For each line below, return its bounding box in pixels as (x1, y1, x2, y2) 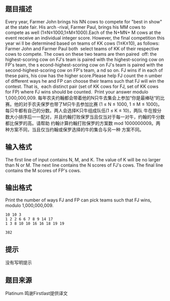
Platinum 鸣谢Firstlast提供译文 (5, 290, 68, 296)
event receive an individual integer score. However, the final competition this (5, 35, 165, 41)
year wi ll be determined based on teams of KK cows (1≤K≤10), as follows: (5, 40, 160, 46)
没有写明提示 (5, 259, 32, 265)
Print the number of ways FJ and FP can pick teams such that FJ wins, (5, 197, 152, 203)
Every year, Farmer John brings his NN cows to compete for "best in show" (5, 18, 162, 24)
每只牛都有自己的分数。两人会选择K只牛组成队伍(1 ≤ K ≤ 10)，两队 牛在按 (5, 107, 157, 113)
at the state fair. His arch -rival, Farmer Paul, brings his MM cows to (5, 24, 146, 30)
